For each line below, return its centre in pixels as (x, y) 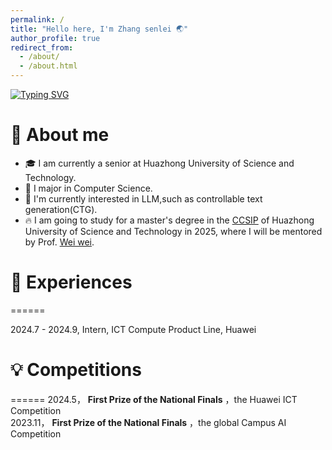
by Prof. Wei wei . (59, 242)
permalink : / (37, 19)
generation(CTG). (61, 209)
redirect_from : (42, 47)
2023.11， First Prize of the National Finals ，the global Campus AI (148, 422)
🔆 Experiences (71, 282)
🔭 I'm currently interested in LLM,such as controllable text (143, 198)
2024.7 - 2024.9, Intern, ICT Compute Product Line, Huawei (133, 329)
